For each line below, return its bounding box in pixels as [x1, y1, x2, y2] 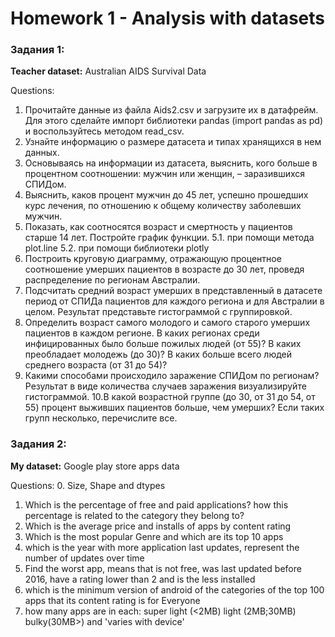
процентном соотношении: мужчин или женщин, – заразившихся [24, 168, 306, 180]
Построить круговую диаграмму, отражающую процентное [24, 253, 282, 265]
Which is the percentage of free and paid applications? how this [24, 498, 289, 511]
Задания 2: [10, 437, 67, 451]
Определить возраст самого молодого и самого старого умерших [24, 317, 311, 329]
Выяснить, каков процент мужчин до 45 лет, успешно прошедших [24, 189, 309, 201]
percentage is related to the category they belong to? [24, 509, 245, 521]
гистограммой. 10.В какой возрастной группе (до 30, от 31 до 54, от [24, 391, 316, 403]
